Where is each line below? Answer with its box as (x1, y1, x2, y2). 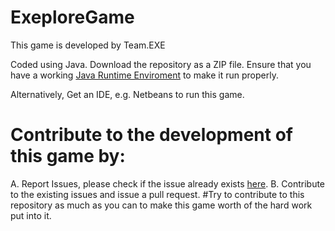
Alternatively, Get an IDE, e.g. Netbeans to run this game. (10, 88, 245, 100)
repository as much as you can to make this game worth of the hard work (10, 199, 313, 211)
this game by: (10, 145, 126, 168)
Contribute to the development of (10, 124, 293, 146)
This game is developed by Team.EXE (10, 39, 166, 51)
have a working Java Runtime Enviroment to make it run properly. (10, 69, 279, 81)
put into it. (10, 209, 52, 221)
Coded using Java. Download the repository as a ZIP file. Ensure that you (10, 58, 312, 70)
